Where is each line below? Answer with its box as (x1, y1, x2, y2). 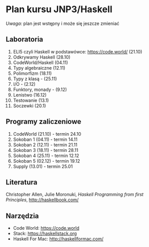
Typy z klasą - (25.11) (13, 75, 57, 82)
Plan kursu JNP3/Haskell (6, 4, 113, 15)
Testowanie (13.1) (13, 97, 49, 103)
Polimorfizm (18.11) (13, 70, 52, 76)
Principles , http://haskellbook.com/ (6, 197, 79, 203)
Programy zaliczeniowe (6, 117, 82, 126)
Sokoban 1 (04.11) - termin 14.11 (13, 136, 78, 142)
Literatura (6, 178, 38, 187)
